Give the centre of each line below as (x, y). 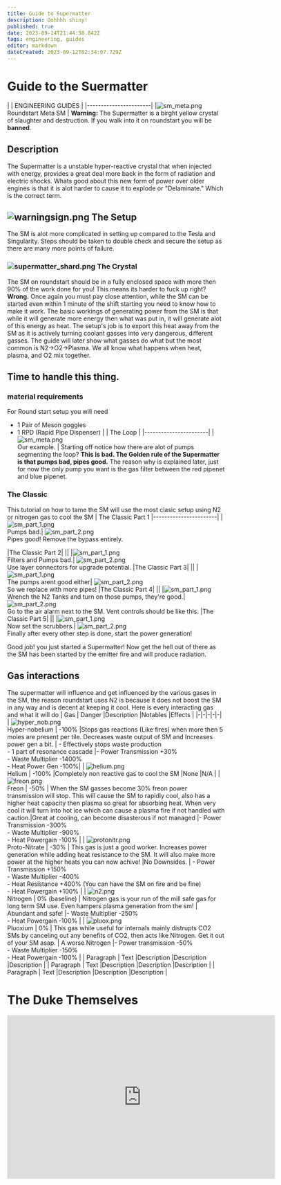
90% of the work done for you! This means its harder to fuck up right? (107, 289)
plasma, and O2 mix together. (49, 355)
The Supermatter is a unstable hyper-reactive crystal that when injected (109, 166)
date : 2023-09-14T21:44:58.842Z (54, 33)
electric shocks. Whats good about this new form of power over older (106, 181)
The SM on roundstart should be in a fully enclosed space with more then (112, 282)
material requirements (45, 397)
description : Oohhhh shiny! (48, 20)
